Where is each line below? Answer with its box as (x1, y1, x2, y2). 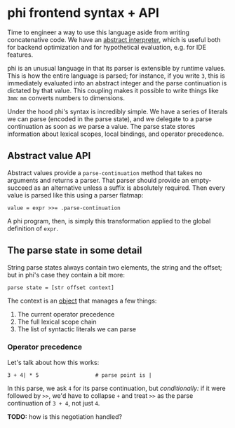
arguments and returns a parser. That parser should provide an (7, 176, 189, 184)
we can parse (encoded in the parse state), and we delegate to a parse (7, 114, 213, 123)
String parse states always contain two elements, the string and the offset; (7, 263, 222, 271)
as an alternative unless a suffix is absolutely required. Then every (34, 184, 226, 192)
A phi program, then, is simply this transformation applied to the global (7, 216, 211, 225)
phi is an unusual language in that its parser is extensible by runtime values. (7, 64, 226, 72)
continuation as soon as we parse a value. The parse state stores (7, 122, 196, 130)
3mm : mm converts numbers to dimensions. (7, 93, 125, 102)
